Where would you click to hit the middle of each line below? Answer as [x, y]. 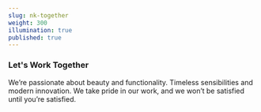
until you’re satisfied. [42, 99]
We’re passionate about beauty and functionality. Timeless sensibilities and [130, 82]
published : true [35, 37]
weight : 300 [28, 23]
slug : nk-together [38, 15]
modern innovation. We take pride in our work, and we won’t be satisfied [127, 91]
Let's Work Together [49, 65]
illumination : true [40, 30]
